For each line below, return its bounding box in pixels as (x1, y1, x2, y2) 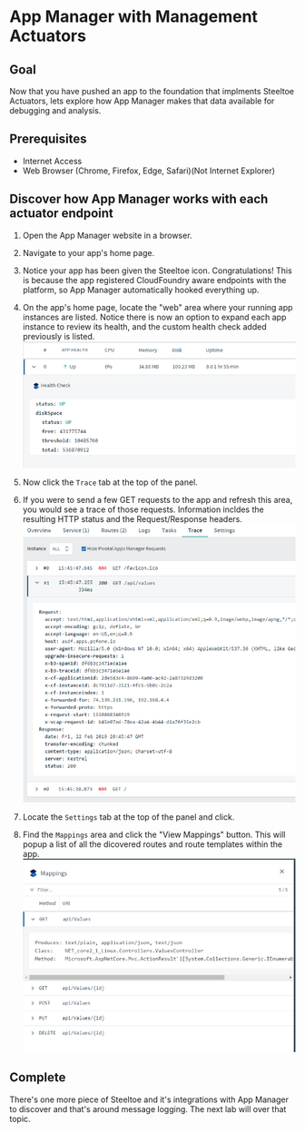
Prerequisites (9, 132, 87, 147)
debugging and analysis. (9, 105, 102, 115)
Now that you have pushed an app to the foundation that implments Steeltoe (9, 86, 295, 96)
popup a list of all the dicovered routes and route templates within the (22, 839, 283, 850)
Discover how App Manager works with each (9, 192, 269, 207)
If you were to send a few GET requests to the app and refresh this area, (22, 494, 293, 505)
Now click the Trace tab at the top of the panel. (22, 477, 198, 488)
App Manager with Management (9, 6, 259, 27)
